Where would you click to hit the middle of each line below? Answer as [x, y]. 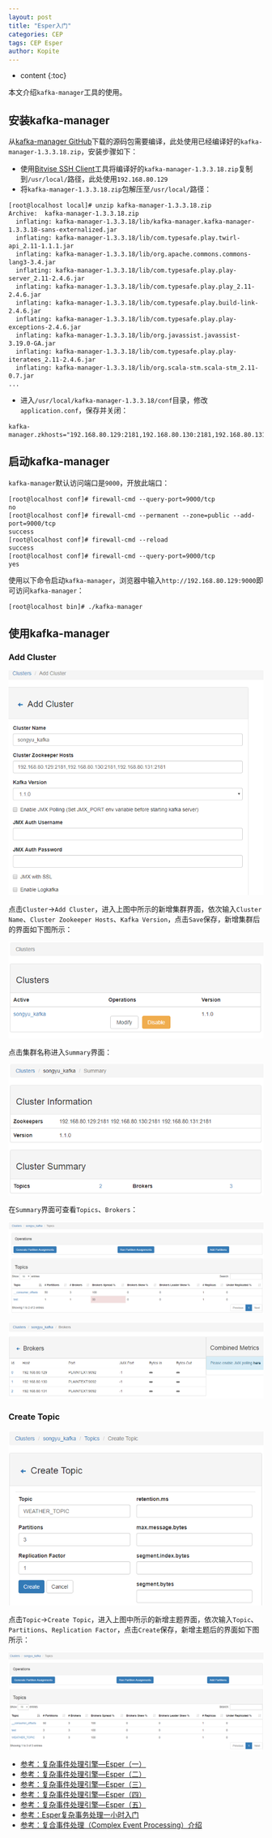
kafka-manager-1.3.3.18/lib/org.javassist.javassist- [148, 335]
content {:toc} [43, 76]
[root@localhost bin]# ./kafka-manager [76, 606]
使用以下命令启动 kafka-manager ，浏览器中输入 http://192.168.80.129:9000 [132, 580]
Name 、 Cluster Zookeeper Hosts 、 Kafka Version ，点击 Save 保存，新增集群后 [134, 919]
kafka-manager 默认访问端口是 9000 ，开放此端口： [89, 482]
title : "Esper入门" [40, 26]
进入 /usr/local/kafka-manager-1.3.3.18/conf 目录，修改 [114, 400]
